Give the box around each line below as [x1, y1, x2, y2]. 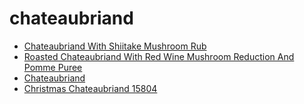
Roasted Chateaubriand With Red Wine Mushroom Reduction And [23, 50, 295, 62]
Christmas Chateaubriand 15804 [23, 82, 158, 94]
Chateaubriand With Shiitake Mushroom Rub [23, 40, 207, 52]
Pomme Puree [23, 61, 83, 73]
